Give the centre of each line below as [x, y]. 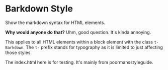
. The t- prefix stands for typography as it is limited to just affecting [93, 47]
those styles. [18, 52]
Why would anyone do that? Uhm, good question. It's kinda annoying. [78, 32]
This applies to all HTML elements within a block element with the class [79, 42]
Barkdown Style [39, 9]
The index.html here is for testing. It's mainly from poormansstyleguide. [79, 62]
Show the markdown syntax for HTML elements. [55, 22]
